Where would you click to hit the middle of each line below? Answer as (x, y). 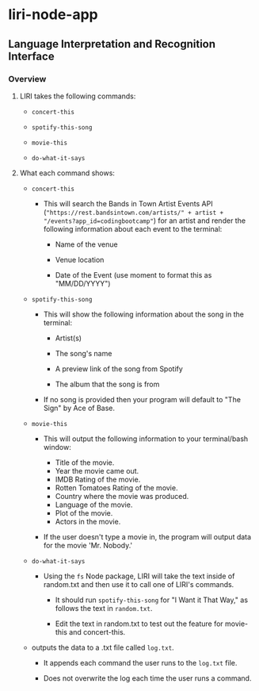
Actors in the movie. (88, 521)
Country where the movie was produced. (122, 496)
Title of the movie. (85, 463)
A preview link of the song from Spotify (119, 369)
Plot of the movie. (84, 512)
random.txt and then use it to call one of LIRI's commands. (139, 584)
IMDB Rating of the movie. (98, 479)
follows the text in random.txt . (104, 608)
